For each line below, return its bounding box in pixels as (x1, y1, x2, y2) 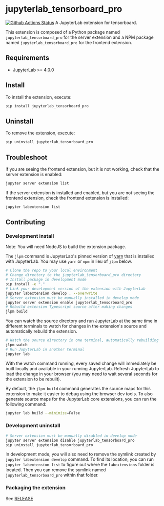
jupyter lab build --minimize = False (5, 410, 80, 415)
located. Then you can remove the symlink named (5, 467, 106, 473)
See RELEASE (5, 495, 34, 501)
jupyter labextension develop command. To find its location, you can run (5, 456, 154, 462)
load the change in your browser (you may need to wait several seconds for (5, 371, 158, 377)
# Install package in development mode (5, 277, 87, 282)
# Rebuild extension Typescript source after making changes (5, 304, 133, 309)
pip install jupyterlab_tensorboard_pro (5, 103, 89, 108)
